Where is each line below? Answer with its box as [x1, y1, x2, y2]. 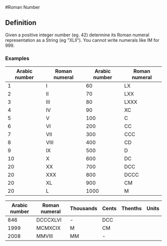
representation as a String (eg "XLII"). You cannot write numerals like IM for [5, 37, 160, 43]
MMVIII [36, 233, 53, 240]
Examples [5, 55, 30, 62]
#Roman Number [5, 4, 40, 10]
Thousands [70, 205, 98, 212]
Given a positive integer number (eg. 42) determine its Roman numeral [5, 32, 150, 38]
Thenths [121, 205, 142, 212]
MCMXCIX [36, 225, 61, 232]
